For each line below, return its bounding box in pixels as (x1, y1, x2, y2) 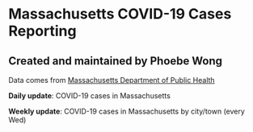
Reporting (8, 22, 77, 40)
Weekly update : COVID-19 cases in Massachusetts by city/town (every (8, 106, 245, 116)
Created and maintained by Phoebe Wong (8, 54, 222, 68)
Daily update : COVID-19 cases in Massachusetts (8, 91, 171, 101)
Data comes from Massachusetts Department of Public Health (8, 76, 216, 85)
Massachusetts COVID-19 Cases (8, 5, 232, 23)
